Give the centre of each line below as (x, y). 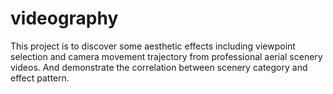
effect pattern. (40, 78)
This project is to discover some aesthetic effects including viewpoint (153, 46)
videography (64, 18)
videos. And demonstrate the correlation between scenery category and (159, 67)
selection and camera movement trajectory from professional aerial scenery (166, 56)
